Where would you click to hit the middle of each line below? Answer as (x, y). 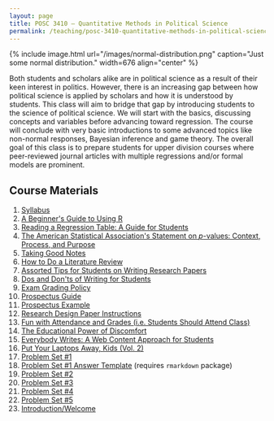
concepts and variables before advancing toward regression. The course (131, 122)
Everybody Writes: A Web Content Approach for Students (117, 340)
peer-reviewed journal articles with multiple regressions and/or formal (126, 156)
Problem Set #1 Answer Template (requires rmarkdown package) (126, 366)
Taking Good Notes (53, 254)
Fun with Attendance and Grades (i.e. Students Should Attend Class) (135, 323)
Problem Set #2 (47, 374)
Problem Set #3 (47, 383)
